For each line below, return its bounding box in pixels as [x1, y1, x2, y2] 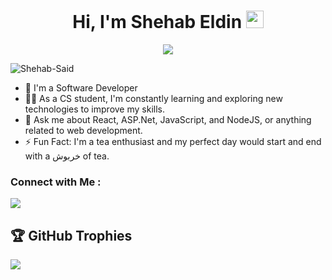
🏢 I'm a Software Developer [24, 81, 138, 94]
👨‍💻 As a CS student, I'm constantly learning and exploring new [24, 92, 283, 104]
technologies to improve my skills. [24, 103, 165, 115]
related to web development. [24, 124, 143, 136]
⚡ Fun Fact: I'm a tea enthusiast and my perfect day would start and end [24, 135, 322, 147]
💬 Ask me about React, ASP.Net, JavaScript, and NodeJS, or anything [24, 113, 312, 125]
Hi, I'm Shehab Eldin [72, 11, 243, 34]
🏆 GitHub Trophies [10, 227, 133, 244]
